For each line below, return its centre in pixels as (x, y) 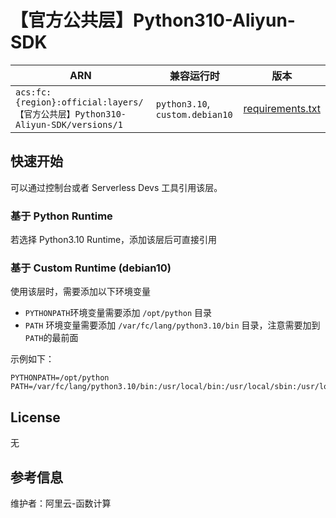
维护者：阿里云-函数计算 (61, 503)
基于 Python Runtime (61, 216)
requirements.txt (282, 108)
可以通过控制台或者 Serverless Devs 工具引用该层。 (116, 187)
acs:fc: (33, 92)
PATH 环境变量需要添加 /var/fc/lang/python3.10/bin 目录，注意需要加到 (172, 325)
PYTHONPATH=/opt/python (60, 378)
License (35, 417)
